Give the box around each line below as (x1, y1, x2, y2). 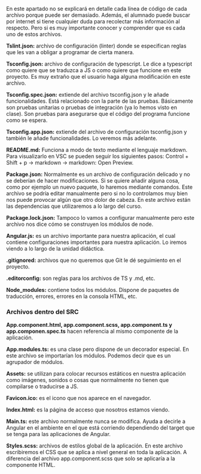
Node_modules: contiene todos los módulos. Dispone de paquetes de (6, 287, 179, 293)
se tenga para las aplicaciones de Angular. (6, 431, 111, 438)
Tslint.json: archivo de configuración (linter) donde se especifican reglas (6, 42, 187, 49)
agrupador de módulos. (6, 359, 65, 366)
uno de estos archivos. (6, 31, 63, 38)
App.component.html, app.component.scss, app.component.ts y (6, 321, 172, 329)
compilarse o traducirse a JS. (6, 383, 79, 390)
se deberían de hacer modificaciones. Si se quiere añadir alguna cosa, (6, 177, 180, 184)
